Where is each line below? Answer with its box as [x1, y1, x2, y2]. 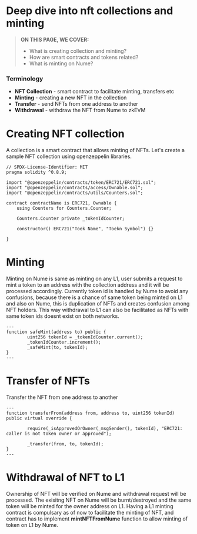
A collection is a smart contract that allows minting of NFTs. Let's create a [6, 147, 185, 154]
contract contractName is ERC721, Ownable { [6, 200, 117, 206]
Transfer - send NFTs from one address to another [14, 100, 138, 108]
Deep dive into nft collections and [6, 4, 173, 18]
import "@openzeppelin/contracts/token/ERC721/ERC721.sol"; [6, 180, 157, 186]
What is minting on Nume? [29, 60, 94, 67]
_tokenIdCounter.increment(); [27, 340, 101, 345]
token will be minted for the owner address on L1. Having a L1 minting [6, 502, 173, 509]
